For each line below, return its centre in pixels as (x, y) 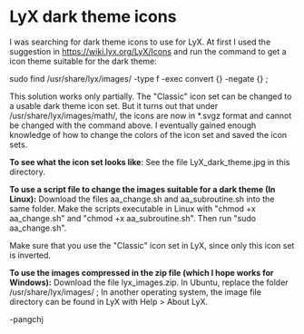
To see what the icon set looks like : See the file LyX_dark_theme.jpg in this (150, 162)
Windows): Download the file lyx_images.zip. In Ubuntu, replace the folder (149, 282)
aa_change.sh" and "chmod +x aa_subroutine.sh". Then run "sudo (133, 218)
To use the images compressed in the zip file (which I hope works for (142, 272)
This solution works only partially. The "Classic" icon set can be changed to (151, 96)
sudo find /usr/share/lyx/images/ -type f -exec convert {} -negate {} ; (139, 78)
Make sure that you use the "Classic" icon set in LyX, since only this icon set (152, 245)
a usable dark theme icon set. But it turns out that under (114, 105)
